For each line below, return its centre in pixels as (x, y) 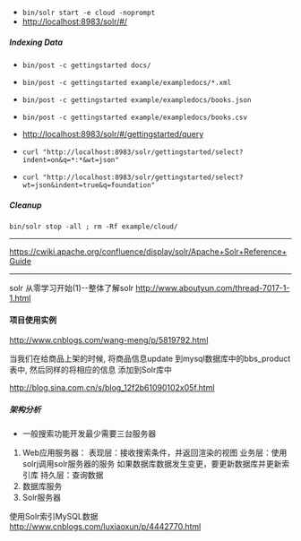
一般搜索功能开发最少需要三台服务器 (89, 434)
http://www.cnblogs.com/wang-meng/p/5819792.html (109, 340)
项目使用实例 (33, 320)
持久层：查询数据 (72, 475)
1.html (20, 297)
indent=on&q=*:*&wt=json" (70, 159)
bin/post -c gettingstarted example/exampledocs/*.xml (127, 82)
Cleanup (26, 205)
